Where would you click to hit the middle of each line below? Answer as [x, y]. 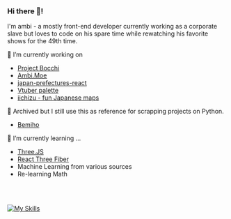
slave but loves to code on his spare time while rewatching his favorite [108, 33]
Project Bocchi [38, 68]
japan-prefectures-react [52, 83]
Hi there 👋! [25, 11]
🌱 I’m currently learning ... [44, 138]
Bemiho [28, 125]
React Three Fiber [43, 159]
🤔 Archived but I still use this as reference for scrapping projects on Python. [115, 112]
